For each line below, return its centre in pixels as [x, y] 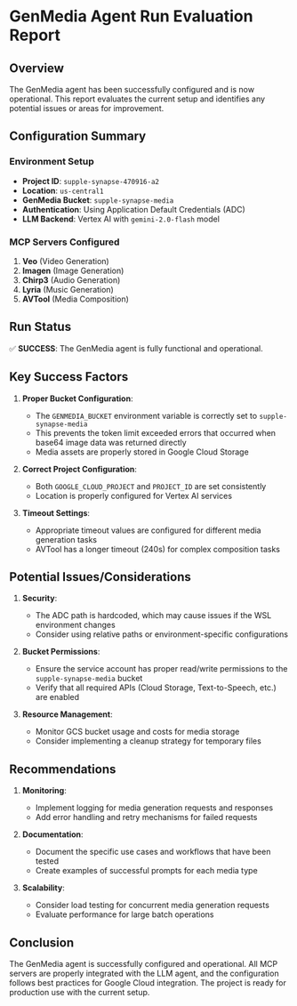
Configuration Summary [78, 137]
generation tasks [66, 539]
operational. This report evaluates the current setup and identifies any [137, 99]
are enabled [57, 697]
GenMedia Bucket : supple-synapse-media [98, 200]
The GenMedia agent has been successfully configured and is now [132, 89]
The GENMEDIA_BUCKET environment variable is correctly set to [146, 415]
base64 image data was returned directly [111, 442]
